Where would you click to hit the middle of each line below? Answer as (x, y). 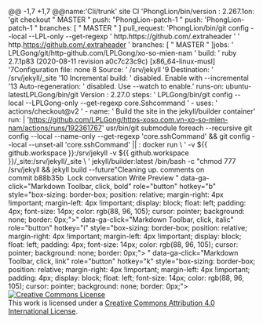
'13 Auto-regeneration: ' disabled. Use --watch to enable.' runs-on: (116, 86)
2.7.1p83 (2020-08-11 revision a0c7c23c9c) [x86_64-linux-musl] (112, 61)
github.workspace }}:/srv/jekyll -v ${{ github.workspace (99, 153)
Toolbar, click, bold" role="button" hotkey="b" (141, 186)
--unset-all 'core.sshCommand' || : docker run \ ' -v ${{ (118, 145)
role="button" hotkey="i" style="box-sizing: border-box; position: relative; (128, 228)
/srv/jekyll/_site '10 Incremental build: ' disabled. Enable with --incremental (128, 78)
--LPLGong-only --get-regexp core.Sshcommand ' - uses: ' (122, 103)
